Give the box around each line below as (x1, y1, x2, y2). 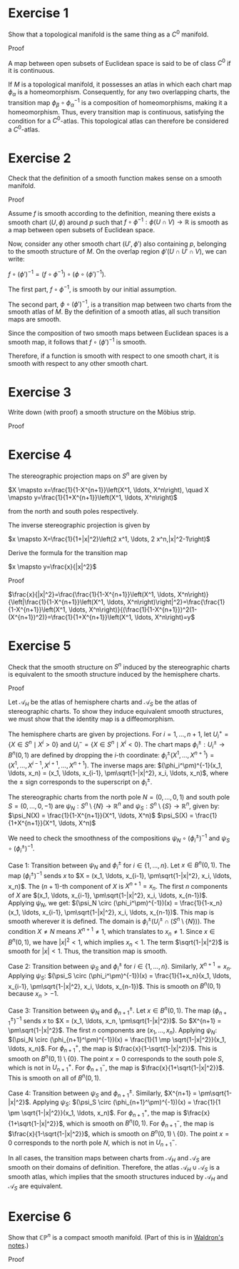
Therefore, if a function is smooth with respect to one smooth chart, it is (8, 352, 220, 360)
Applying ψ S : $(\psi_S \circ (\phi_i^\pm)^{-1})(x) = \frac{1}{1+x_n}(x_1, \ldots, (8, 971, 231, 982)
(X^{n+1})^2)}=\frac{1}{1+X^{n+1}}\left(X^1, (8, 612, 133, 621)
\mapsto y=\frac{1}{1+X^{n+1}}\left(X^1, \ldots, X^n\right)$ (8, 493, 178, 502)
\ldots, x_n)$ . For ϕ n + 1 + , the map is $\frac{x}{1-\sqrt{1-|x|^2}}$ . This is (8, 1042, 218, 1055)
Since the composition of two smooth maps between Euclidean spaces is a (8, 329, 229, 337)
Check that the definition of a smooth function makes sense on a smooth (8, 174, 222, 182)
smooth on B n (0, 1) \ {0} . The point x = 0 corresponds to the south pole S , (8, 1053, 224, 1063)
